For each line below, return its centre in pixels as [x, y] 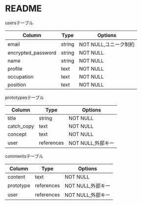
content [16, 176]
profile [15, 68]
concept [17, 134]
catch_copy [21, 126]
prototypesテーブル [24, 97]
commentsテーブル [24, 156]
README [24, 9]
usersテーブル [19, 23]
